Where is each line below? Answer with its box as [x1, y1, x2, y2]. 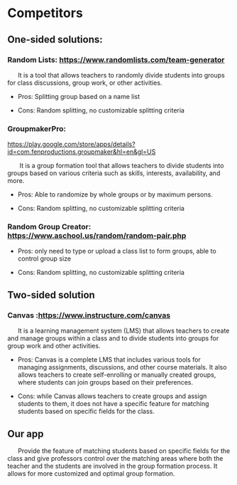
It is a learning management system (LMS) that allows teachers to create [17, 326, 230, 335]
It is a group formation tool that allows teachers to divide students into [19, 162, 224, 170]
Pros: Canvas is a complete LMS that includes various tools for [17, 355, 201, 364]
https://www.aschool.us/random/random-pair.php [7, 231, 187, 241]
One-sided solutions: [7, 33, 103, 46]
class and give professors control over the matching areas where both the [7, 454, 224, 462]
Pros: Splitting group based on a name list [17, 92, 140, 100]
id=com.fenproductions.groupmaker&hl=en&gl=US [7, 147, 156, 156]
